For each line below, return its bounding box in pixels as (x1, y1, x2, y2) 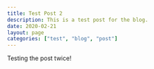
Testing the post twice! (7, 54, 72, 62)
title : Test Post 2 (7, 10, 63, 17)
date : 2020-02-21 (7, 23, 57, 29)
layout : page (7, 29, 44, 36)
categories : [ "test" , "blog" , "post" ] (7, 36, 118, 42)
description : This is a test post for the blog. (7, 16, 149, 23)
